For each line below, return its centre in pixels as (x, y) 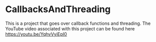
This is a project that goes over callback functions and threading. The (78, 23)
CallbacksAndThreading (58, 9)
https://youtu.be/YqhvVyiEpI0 (36, 34)
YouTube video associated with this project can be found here (70, 28)
